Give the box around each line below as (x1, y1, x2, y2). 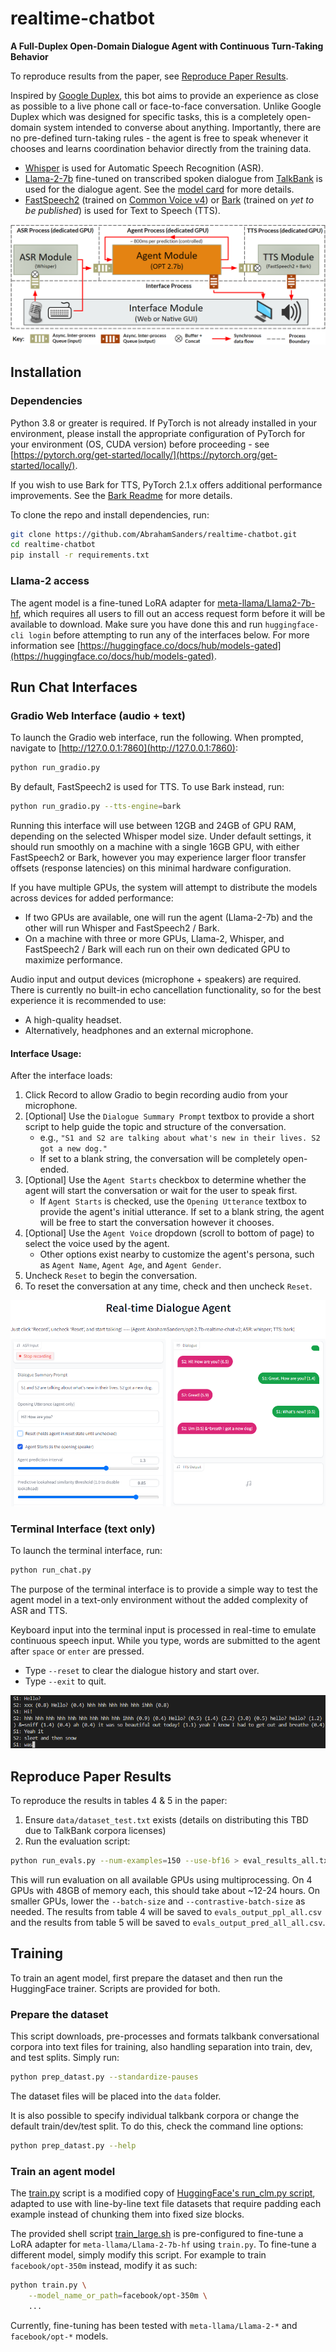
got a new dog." (39, 1144, 108, 1154)
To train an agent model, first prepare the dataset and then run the (10, 1972, 283, 1984)
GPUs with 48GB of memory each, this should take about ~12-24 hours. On (10, 1885, 321, 1897)
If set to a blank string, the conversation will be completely (39, 1153, 281, 1165)
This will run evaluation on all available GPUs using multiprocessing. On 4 (10, 1874, 313, 1886)
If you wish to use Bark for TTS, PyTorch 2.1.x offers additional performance (10, 478, 323, 491)
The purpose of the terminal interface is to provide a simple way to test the (10, 1583, 318, 1595)
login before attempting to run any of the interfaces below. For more (28, 628, 310, 641)
